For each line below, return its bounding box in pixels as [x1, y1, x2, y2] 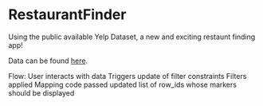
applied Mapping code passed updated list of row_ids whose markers [8, 80, 237, 89]
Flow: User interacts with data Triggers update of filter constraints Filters [8, 71, 247, 80]
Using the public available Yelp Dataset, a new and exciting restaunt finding [8, 32, 256, 41]
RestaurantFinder [8, 6, 127, 24]
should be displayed [8, 88, 75, 97]
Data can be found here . [8, 56, 88, 65]
